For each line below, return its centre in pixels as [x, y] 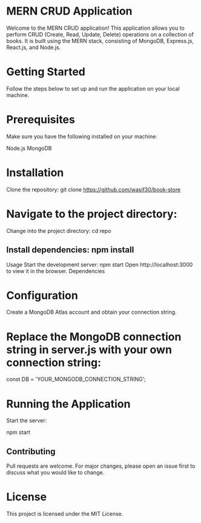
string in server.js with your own [89, 349]
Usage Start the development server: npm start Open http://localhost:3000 [100, 265]
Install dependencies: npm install [70, 250]
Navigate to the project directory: [92, 214]
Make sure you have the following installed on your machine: [82, 136]
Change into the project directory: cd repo [59, 231]
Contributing [31, 451]
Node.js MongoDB [29, 148]
